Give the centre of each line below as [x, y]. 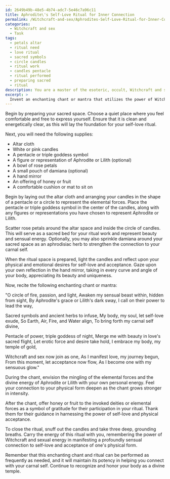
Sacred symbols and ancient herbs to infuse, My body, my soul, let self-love [84, 316]
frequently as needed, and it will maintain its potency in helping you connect [85, 460]
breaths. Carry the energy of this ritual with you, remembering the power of [84, 434]
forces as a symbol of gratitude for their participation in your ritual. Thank [82, 409]
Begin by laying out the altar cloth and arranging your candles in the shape [83, 197]
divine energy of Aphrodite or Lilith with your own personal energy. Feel [80, 383]
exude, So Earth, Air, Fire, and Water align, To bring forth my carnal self [79, 321]
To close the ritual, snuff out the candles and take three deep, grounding [81, 429]
